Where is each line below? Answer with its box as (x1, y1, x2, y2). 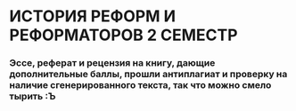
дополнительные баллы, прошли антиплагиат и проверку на (9, 68, 288, 81)
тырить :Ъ (9, 91, 56, 103)
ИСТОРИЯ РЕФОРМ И (9, 6, 177, 27)
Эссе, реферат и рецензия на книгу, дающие (9, 57, 216, 69)
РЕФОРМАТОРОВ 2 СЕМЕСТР (9, 25, 238, 45)
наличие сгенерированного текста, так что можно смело (9, 79, 272, 91)
